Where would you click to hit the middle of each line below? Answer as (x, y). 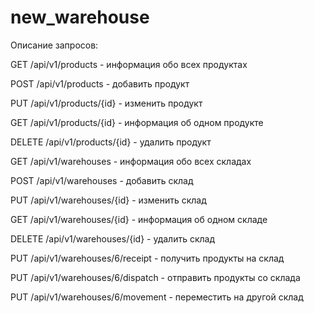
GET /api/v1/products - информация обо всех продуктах (129, 64)
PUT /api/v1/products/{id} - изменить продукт (106, 103)
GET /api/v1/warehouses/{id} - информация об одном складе (139, 219)
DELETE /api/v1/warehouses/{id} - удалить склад (113, 238)
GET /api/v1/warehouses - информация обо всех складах (131, 161)
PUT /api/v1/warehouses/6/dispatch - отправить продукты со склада (155, 277)
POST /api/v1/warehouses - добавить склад (102, 180)
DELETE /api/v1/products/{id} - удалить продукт (111, 142)
